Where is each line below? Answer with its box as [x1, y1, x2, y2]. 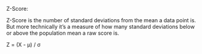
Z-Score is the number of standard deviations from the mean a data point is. [6, 17, 196, 23]
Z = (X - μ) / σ [6, 41, 41, 48]
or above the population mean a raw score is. [6, 29, 120, 37]
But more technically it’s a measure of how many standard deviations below [6, 23, 195, 30]
